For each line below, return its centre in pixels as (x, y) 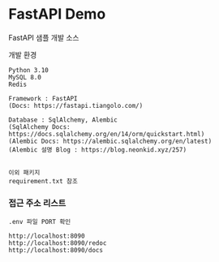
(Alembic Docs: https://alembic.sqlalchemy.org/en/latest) (110, 141)
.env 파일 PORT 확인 (40, 222)
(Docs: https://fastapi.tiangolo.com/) (76, 105)
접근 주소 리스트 (37, 203)
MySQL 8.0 (25, 77)
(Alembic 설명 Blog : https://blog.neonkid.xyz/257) (98, 150)
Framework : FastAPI (43, 98)
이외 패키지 (24, 172)
